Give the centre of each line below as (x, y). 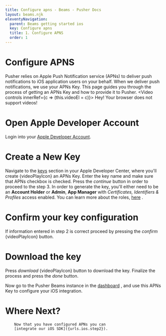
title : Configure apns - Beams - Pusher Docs (53, 10)
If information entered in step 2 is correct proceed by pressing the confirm (82, 231)
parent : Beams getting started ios (47, 24)
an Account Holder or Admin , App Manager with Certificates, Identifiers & (82, 192)
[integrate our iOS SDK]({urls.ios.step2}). (61, 329)
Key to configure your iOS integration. (44, 291)
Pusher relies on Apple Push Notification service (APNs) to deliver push (79, 76)
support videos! (21, 102)
